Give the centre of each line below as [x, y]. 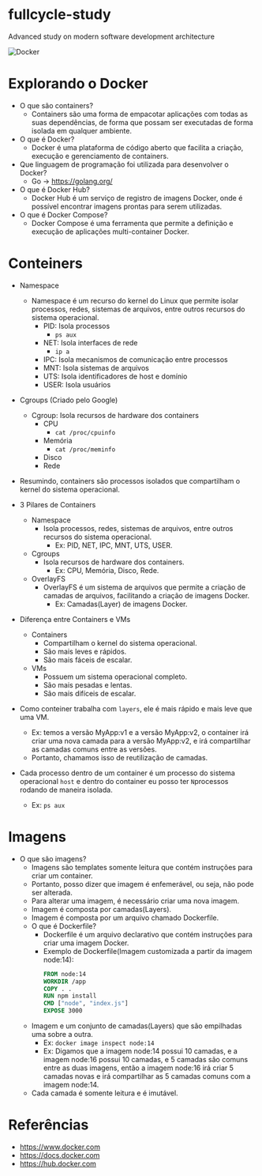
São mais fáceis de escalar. [88, 660]
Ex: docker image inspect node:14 [99, 1042]
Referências [49, 1125]
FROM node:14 [65, 974]
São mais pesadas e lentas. [88, 684]
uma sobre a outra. [62, 1034]
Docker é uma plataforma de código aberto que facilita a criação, [137, 147]
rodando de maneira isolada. [66, 790]
